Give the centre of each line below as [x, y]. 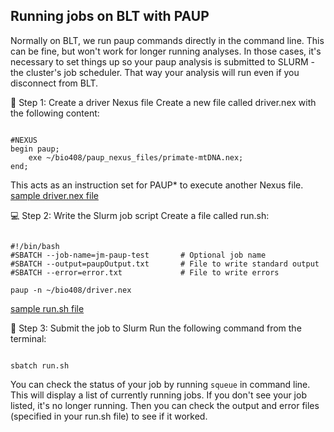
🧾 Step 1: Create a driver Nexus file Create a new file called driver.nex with [163, 102]
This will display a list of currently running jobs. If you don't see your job [158, 395]
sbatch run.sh [40, 365]
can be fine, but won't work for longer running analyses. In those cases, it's [166, 51]
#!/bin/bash [35, 246]
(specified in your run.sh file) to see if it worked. [109, 416]
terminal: [28, 338]
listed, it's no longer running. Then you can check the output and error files [165, 405]
